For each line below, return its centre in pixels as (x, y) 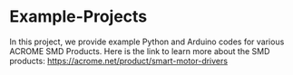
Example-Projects (78, 17)
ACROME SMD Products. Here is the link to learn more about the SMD (140, 51)
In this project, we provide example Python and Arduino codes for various (147, 42)
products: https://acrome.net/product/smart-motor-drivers (119, 61)
